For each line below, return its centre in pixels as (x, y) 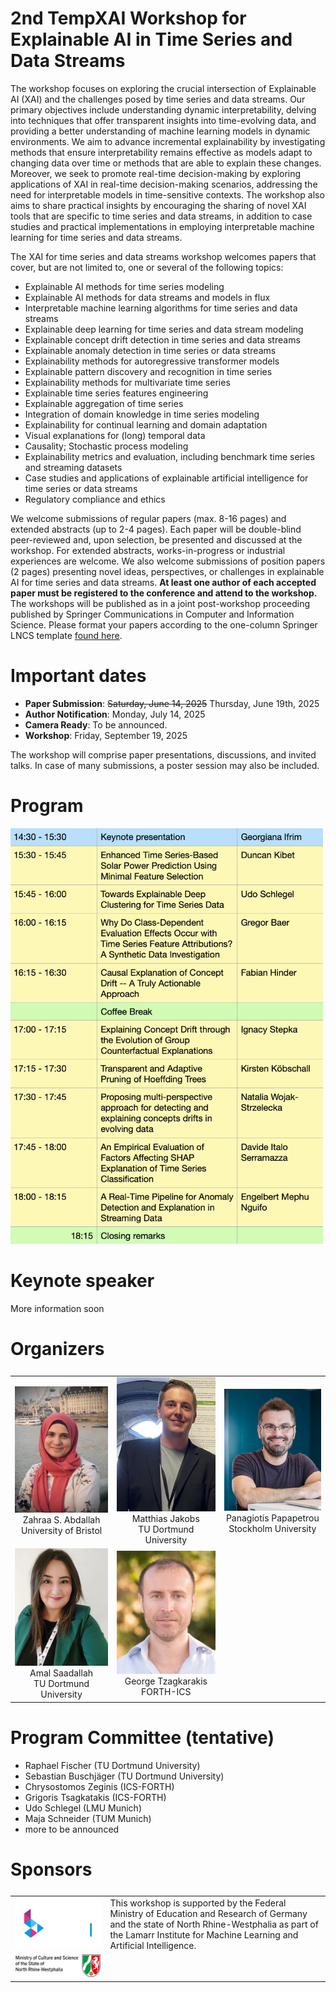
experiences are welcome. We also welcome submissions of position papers (168, 561)
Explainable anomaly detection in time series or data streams (150, 350)
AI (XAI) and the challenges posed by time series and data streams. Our (158, 99)
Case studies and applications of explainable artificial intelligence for (166, 478)
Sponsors (51, 1869)
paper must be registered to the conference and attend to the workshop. (164, 593)
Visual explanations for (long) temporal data (115, 435)
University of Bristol (61, 1531)
